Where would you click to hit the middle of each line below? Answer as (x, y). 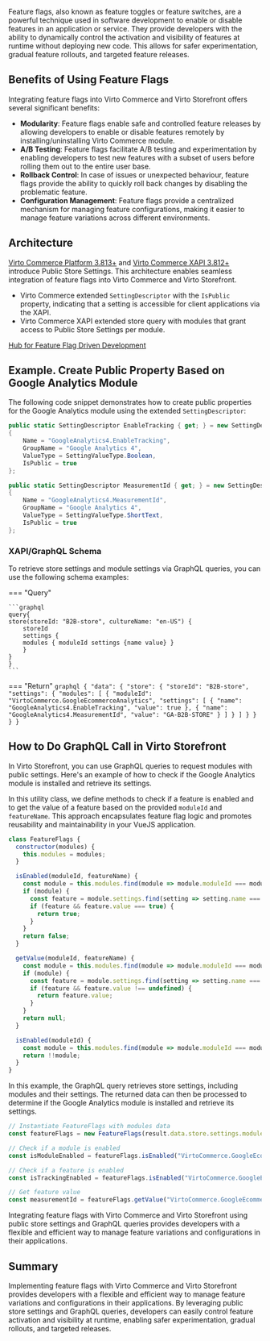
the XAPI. (35, 312)
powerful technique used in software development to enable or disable (125, 20)
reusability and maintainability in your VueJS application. (102, 824)
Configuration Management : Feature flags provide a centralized (127, 200)
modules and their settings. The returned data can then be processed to (128, 1094)
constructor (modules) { (55, 847)
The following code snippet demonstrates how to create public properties (130, 402)
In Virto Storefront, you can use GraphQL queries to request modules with (131, 766)
